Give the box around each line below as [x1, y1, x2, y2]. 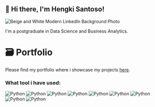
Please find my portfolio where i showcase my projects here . [5, 66, 130, 73]
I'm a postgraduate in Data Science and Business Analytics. [5, 28, 128, 34]
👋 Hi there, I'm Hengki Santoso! [5, 5, 104, 14]
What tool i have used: [5, 79, 61, 86]
